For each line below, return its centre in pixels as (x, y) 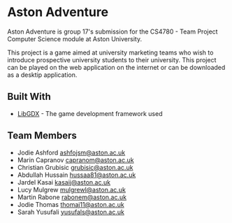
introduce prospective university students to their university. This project (112, 59)
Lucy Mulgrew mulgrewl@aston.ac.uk (71, 189)
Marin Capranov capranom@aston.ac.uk (75, 160)
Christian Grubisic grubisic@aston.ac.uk (75, 167)
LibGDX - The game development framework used (90, 113)
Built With (29, 97)
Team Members (42, 136)
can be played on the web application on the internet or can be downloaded (116, 67)
